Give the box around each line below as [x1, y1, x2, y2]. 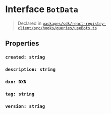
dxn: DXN [5, 79, 27, 85]
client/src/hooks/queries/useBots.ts [17, 25, 97, 31]
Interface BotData [5, 4, 78, 15]
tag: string [5, 91, 35, 97]
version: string [5, 103, 45, 109]
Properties [5, 39, 39, 48]
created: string [5, 54, 45, 60]
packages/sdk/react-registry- [42, 21, 106, 26]
